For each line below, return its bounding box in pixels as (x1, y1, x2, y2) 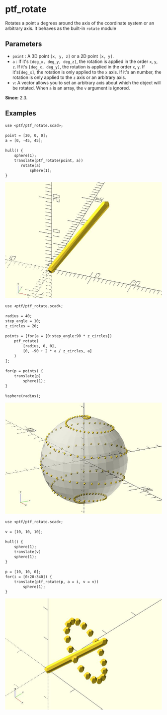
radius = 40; (5, 313, 32, 318)
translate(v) (14, 549, 41, 554)
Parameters (5, 40, 42, 48)
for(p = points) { (5, 368, 43, 373)
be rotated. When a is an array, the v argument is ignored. (12, 85, 130, 91)
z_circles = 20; (5, 323, 39, 328)
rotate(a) (20, 163, 41, 168)
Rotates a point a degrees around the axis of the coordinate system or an (5, 20, 155, 26)
